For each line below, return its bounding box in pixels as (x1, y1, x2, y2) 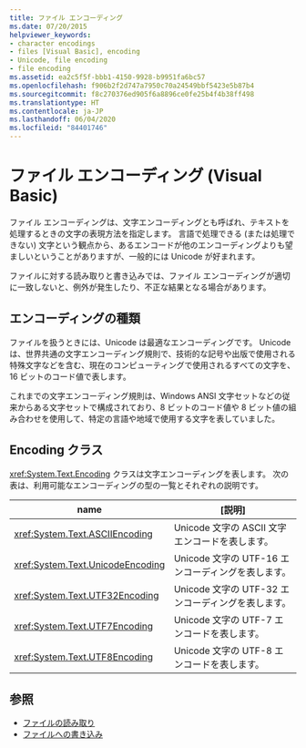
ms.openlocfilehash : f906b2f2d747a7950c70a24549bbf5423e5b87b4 (9, 81, 255, 90)
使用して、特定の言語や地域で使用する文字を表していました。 (48, 413, 280, 424)
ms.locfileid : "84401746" (9, 124, 107, 133)
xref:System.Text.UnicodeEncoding (14, 558, 166, 570)
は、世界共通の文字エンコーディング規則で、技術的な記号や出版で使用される (9, 348, 296, 359)
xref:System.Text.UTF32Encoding (14, 589, 159, 601)
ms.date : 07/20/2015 (9, 22, 88, 31)
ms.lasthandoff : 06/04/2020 (9, 115, 117, 124)
